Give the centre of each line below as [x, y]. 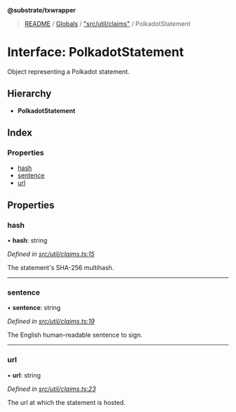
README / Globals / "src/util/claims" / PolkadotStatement [107, 24]
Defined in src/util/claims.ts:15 [51, 254]
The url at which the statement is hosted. [66, 402]
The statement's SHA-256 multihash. [61, 268]
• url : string [24, 375]
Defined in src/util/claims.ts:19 [51, 321]
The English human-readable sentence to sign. [75, 335]
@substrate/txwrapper [41, 10]
